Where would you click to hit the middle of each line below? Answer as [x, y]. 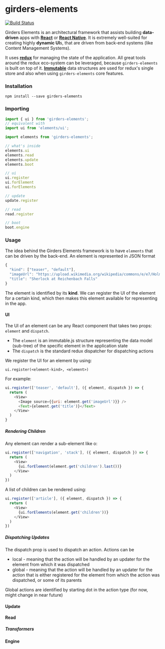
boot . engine [17, 228]
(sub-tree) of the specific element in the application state [70, 346]
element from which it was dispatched [51, 565]
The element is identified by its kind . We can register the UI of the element [80, 293]
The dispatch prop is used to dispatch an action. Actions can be [70, 550]
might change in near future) [34, 595]
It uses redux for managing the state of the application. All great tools [75, 57]
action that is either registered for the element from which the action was [86, 575]
